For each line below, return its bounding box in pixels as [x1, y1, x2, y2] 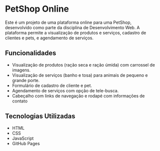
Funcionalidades [5, 49, 57, 57]
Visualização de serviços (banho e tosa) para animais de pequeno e [12, 72, 148, 78]
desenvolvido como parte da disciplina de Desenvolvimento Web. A [5, 24, 140, 30]
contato [12, 98, 28, 104]
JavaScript [12, 135, 34, 141]
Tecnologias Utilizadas [5, 112, 76, 120]
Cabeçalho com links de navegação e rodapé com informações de [12, 93, 145, 99]
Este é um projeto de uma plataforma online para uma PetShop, [5, 19, 132, 25]
